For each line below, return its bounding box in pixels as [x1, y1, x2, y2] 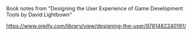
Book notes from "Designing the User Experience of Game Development [6, 5, 183, 12]
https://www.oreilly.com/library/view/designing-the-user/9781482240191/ [6, 23, 186, 29]
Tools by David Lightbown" [6, 11, 73, 18]
